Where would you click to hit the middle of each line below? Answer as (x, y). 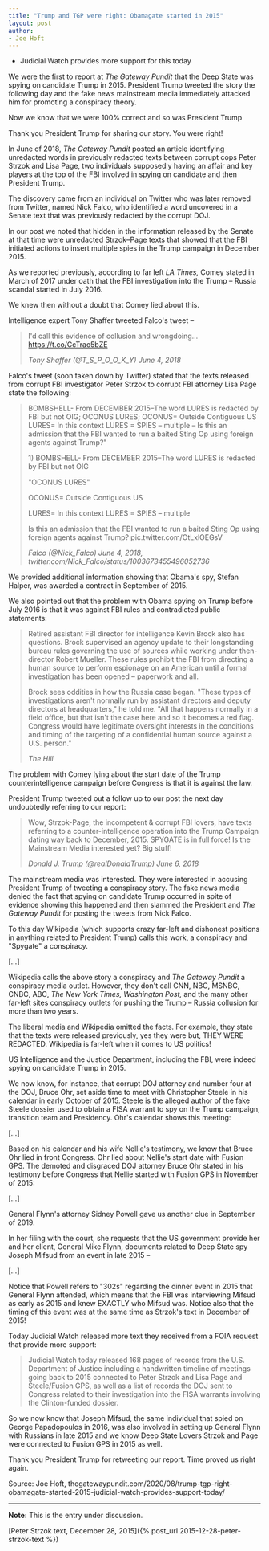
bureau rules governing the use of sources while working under (132, 651)
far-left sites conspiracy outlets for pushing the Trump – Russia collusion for (133, 1003)
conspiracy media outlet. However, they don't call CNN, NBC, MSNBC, (124, 986)
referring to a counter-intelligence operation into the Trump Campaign (143, 831)
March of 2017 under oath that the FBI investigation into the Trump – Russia (132, 281)
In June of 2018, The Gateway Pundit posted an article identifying (116, 149)
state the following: (40, 393)
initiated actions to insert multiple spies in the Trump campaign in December (134, 248)
